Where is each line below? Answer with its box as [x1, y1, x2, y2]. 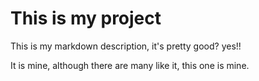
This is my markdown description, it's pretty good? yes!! [10, 40, 242, 52]
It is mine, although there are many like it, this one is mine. [10, 59, 250, 71]
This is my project [10, 7, 162, 30]
